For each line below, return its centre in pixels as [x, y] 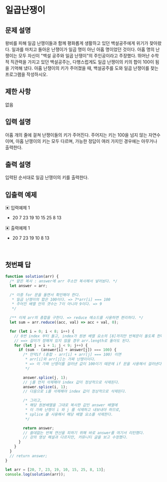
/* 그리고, [33, 401]
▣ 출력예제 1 [18, 228]
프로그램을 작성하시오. [27, 74]
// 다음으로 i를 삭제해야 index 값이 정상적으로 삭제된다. [75, 392]
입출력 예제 [21, 195]
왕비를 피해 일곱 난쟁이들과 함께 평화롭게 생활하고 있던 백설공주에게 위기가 [77, 43]
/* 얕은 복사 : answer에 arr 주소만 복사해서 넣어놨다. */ [64, 281]
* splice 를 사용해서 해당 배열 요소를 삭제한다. [69, 414]
